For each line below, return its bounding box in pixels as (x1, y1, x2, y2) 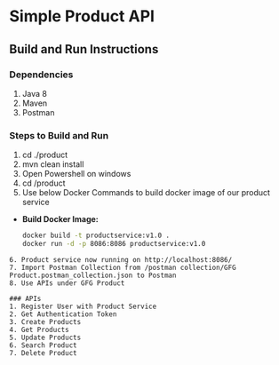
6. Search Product (9, 340, 77, 350)
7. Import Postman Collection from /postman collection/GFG (9, 263, 237, 272)
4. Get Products (9, 325, 69, 334)
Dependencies (9, 68, 74, 81)
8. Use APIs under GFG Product (9, 278, 125, 288)
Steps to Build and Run (9, 129, 109, 141)
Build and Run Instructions (9, 42, 159, 57)
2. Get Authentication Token (9, 309, 117, 319)
